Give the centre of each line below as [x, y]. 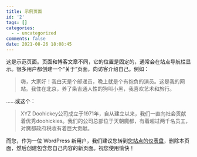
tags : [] [17, 22]
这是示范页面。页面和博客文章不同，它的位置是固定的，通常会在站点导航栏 [96, 62]
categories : [21, 28]
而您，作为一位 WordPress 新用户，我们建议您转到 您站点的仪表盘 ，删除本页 [98, 141]
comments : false [26, 39]
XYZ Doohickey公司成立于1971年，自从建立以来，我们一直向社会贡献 [103, 113]
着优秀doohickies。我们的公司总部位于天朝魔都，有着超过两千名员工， [106, 121]
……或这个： [21, 101]
